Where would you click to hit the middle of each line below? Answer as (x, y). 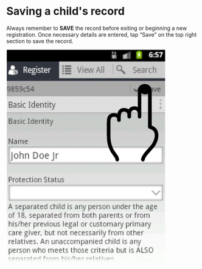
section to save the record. (40, 41)
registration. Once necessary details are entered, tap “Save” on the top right (102, 34)
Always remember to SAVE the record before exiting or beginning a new (97, 28)
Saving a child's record (65, 11)
